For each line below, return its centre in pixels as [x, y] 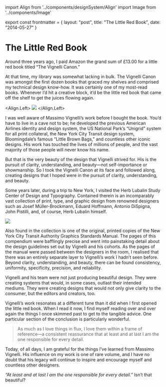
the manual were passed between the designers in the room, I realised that [82, 251]
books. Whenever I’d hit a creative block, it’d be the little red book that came [83, 92]
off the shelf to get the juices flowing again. [50, 97]
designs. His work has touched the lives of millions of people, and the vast [82, 144]
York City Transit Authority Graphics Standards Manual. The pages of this [81, 236]
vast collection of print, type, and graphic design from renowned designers [82, 201]
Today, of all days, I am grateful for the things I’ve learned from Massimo [80, 349]
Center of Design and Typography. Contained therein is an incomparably [80, 195]
